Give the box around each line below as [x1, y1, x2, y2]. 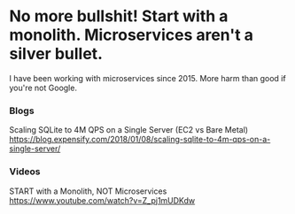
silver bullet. [9, 44, 104, 64]
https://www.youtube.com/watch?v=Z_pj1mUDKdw [9, 195, 196, 205]
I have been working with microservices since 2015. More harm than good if [9, 73, 286, 83]
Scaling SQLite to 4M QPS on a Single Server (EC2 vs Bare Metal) [9, 125, 249, 135]
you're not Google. [9, 82, 78, 93]
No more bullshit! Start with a [9, 6, 229, 27]
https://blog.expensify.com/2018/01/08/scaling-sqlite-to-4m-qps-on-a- [9, 134, 271, 145]
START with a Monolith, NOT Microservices [9, 186, 167, 196]
